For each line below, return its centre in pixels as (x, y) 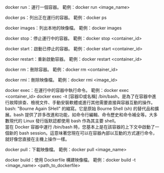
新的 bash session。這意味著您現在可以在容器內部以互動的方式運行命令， (83, 133)
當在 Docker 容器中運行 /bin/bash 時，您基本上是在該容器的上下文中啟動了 (80, 127)
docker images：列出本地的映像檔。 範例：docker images (63, 28)
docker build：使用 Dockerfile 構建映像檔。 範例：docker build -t (70, 160)
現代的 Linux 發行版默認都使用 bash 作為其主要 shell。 (64, 121)
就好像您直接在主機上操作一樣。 (37, 139)
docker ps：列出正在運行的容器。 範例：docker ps (56, 18)
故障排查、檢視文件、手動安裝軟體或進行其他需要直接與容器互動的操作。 (82, 102)
